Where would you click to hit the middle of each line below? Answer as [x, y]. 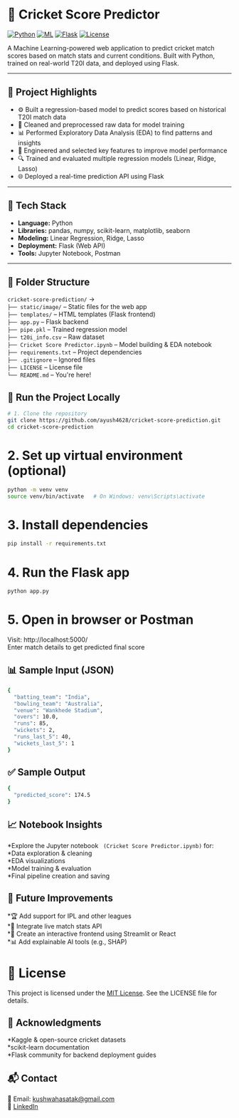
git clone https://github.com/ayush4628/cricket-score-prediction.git [114, 420]
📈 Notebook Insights [55, 825]
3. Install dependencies [78, 524]
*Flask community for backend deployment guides [82, 1055]
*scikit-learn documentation [48, 1048]
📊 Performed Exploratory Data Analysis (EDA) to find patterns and [115, 132]
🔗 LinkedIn [23, 1107]
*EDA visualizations [36, 860]
